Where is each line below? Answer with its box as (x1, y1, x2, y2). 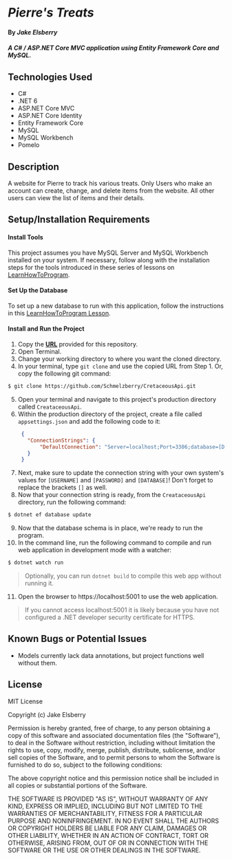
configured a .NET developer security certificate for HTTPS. (24, 613, 196, 621)
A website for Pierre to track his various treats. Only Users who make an (8, 179, 213, 187)
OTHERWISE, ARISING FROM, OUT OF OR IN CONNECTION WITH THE (8, 839, 209, 847)
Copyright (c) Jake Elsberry (8, 710, 86, 719)
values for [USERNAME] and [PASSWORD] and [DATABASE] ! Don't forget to (17, 476, 213, 485)
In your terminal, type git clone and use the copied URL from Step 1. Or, (17, 362, 223, 370)
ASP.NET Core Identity (17, 112, 83, 120)
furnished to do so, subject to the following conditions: (8, 761, 162, 769)
